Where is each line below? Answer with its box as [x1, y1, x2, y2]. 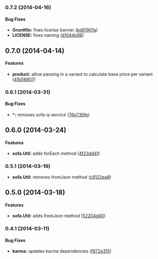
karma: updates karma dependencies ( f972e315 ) [12, 248, 112, 254]
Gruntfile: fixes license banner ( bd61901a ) [12, 27, 98, 33]
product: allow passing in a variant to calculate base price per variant [12, 71, 153, 77]
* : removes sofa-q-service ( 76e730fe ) [12, 112, 90, 117]
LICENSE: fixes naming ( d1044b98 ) [12, 32, 84, 38]
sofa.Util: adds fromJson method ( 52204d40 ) [12, 213, 106, 219]
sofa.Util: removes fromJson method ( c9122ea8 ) [12, 174, 111, 180]
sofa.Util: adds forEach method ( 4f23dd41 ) [12, 150, 100, 156]
